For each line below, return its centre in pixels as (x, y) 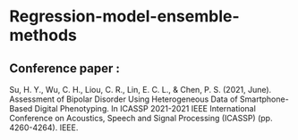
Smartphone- (264, 99)
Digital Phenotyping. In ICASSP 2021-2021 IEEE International (145, 108)
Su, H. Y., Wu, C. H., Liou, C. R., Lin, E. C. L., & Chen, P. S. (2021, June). (140, 90)
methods (43, 35)
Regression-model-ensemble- (124, 16)
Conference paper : (65, 68)
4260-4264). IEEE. (44, 128)
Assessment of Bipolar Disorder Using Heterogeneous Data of (124, 99)
